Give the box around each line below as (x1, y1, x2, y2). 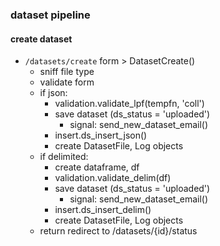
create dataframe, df (54, 161, 140, 173)
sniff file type (39, 66, 95, 78)
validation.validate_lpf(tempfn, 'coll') (54, 98, 205, 110)
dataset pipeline (10, 8, 91, 22)
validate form (39, 76, 95, 88)
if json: (39, 87, 68, 99)
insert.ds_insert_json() (54, 129, 148, 142)
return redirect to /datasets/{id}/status (39, 225, 198, 237)
